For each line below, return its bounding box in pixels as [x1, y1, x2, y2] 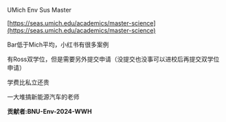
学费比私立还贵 [7, 78, 49, 86]
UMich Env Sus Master [7, 6, 72, 14]
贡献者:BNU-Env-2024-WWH [7, 108, 92, 115]
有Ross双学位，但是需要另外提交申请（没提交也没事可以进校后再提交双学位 [7, 55, 220, 63]
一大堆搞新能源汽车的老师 [7, 93, 80, 101]
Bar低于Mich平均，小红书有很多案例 [7, 40, 109, 49]
